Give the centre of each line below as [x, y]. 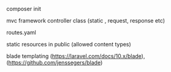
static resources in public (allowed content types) [69, 44]
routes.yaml [21, 32]
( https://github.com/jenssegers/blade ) [55, 63]
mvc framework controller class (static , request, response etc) [86, 20]
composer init [24, 9]
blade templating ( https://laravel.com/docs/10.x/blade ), [76, 56]
